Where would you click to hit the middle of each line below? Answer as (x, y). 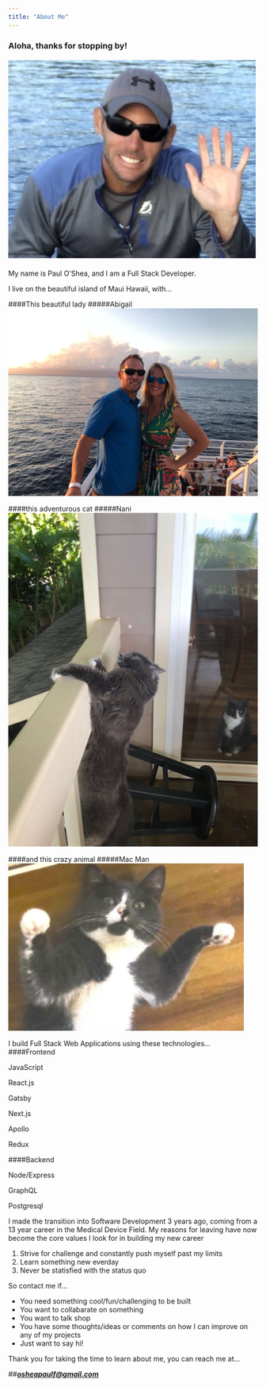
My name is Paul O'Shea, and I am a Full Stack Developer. (102, 273)
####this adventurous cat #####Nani (70, 508)
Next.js (20, 1113)
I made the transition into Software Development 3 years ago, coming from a (133, 1221)
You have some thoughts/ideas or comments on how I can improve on (134, 1326)
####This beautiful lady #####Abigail (70, 304)
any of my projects (50, 1335)
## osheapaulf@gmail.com (53, 1373)
